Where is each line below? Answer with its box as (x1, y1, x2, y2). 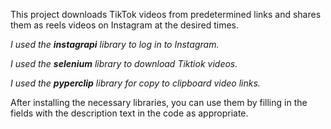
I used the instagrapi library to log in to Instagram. (10, 39, 220, 50)
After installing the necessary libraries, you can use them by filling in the (10, 97, 308, 108)
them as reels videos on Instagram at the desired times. (10, 19, 240, 31)
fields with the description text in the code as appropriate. (10, 107, 249, 119)
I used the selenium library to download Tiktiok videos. (10, 58, 238, 69)
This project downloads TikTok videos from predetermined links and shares (10, 9, 322, 20)
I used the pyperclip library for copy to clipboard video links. (10, 77, 261, 89)
